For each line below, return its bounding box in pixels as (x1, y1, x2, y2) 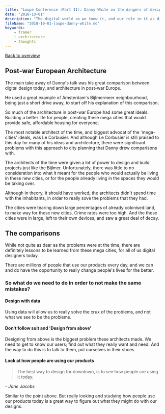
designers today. (5, 253, 39, 259)
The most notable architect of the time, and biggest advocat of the (5, 129, 140, 135)
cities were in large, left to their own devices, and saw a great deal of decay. (5, 215, 159, 221)
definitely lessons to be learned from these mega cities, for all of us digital (5, 247, 155, 253)
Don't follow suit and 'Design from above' (5, 325, 92, 331)
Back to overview (5, 52, 40, 58)
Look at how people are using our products (5, 358, 94, 363)
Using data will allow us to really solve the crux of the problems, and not (5, 309, 151, 314)
